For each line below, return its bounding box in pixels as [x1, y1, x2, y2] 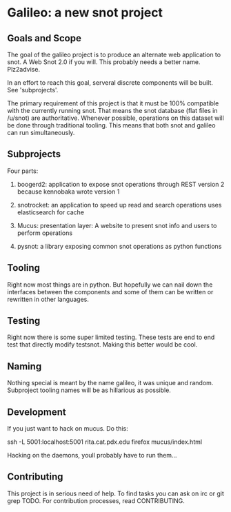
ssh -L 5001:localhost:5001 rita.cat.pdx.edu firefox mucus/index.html [7, 438, 202, 446]
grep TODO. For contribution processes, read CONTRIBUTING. [7, 496, 185, 504]
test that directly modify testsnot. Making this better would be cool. [7, 340, 198, 349]
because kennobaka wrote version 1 [17, 187, 120, 196]
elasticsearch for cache [17, 208, 85, 216]
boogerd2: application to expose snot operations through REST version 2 [17, 180, 225, 188]
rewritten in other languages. [7, 295, 90, 303]
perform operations [17, 229, 73, 237]
